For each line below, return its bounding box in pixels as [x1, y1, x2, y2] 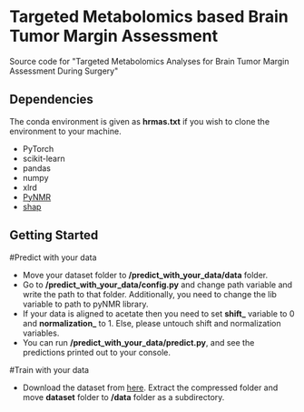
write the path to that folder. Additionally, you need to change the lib [22, 288, 277, 299]
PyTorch [22, 143, 54, 154]
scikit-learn [22, 153, 65, 164]
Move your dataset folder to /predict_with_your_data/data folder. [22, 269, 269, 280]
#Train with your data [9, 364, 89, 375]
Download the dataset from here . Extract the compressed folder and [22, 382, 279, 393]
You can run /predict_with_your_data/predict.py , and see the [22, 337, 255, 347]
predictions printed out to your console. [22, 347, 171, 357]
